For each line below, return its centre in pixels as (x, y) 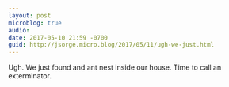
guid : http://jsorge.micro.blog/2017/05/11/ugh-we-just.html (111, 45)
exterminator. (30, 76)
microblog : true (35, 23)
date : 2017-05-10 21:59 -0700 (58, 38)
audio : (19, 30)
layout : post (30, 15)
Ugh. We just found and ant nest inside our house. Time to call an (115, 67)
